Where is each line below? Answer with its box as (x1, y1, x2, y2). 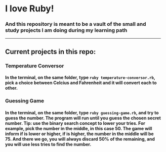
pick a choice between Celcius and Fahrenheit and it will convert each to (5, 80, 157, 86)
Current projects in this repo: (5, 48, 96, 56)
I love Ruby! (5, 3, 54, 14)
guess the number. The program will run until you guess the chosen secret (5, 115, 161, 121)
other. (5, 85, 18, 91)
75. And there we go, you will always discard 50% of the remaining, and (5, 136, 155, 142)
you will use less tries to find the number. (5, 141, 91, 147)
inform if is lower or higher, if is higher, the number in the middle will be (5, 131, 154, 137)
